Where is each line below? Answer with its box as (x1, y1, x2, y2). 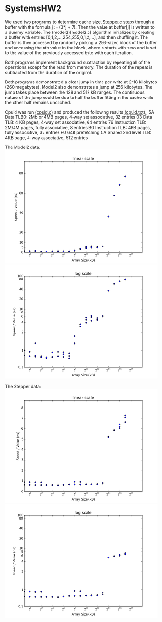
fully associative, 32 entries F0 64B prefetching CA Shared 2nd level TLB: (5, 130, 152, 135)
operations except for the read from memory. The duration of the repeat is (5, 64, 153, 70)
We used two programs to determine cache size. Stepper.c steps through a (5, 19, 155, 25)
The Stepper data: (5, 384, 41, 390)
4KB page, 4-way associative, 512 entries (5, 134, 88, 141)
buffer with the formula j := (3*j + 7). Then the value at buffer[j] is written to (5, 24, 155, 30)
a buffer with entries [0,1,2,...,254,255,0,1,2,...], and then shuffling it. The (5, 34, 148, 40)
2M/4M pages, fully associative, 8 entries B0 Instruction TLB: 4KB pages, (5, 124, 151, 130)
